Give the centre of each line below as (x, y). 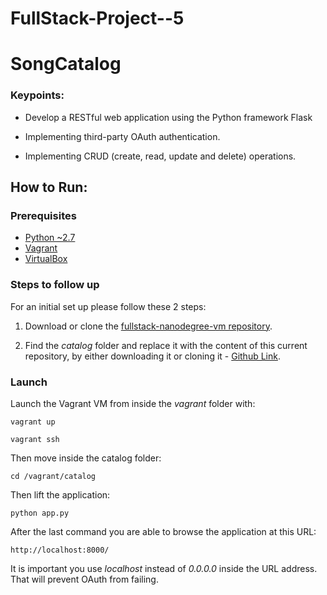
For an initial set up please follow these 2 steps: (108, 306)
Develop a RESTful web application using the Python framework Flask (168, 117)
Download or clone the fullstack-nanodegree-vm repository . (148, 326)
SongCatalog (66, 64)
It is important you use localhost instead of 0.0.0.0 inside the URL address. (164, 568)
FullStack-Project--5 (97, 18)
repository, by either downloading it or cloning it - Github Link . (152, 356)
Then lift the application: (60, 494)
